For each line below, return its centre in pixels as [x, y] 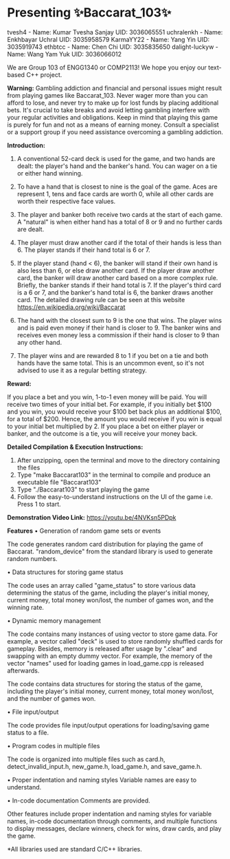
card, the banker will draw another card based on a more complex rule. [117, 277]
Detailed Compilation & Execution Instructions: [75, 447]
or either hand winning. [50, 173]
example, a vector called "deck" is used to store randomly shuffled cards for [115, 641]
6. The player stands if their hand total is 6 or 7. [83, 250]
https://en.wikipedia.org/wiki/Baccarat [71, 307]
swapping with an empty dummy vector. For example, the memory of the [110, 656]
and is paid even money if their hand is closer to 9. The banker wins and [119, 328]
